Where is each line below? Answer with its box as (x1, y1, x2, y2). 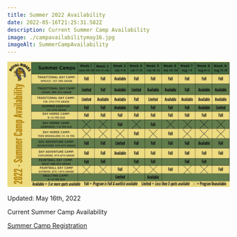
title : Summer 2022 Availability (7, 11, 106, 18)
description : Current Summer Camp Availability (7, 26, 150, 33)
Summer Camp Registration (7, 221, 87, 229)
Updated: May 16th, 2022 (7, 194, 81, 202)
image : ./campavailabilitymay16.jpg (7, 34, 115, 41)
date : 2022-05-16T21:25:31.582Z (7, 18, 102, 26)
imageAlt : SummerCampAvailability (7, 41, 109, 49)
